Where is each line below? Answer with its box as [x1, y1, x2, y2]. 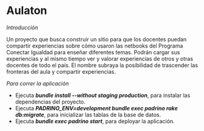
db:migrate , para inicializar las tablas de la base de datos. [15, 111, 161, 118]
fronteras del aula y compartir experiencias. [6, 68, 116, 75]
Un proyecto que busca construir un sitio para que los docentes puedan [6, 35, 187, 43]
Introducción [6, 24, 38, 31]
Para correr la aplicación [6, 80, 69, 87]
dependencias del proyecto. [15, 98, 86, 105]
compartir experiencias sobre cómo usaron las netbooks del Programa [6, 42, 183, 49]
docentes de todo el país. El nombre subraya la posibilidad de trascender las [6, 62, 199, 69]
